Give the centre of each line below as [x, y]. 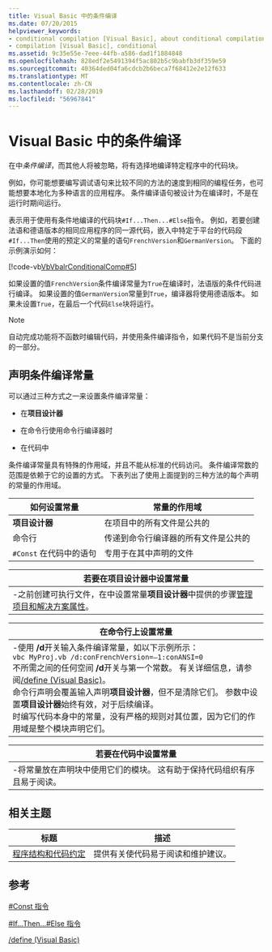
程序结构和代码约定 [49, 854]
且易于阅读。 [37, 782]
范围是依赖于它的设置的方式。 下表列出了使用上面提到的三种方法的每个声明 [134, 475]
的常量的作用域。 [37, 485]
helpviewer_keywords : [45, 31]
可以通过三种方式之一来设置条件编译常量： [79, 396]
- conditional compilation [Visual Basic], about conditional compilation [137, 39]
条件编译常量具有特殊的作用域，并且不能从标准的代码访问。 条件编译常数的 [134, 465]
